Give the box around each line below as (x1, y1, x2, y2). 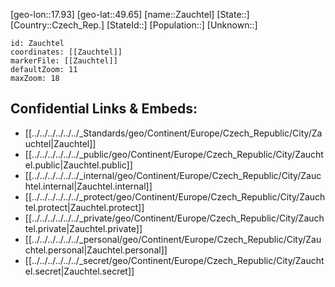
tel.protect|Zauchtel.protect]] (24, 201, 145, 213)
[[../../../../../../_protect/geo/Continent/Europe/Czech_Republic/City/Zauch (24, 190, 326, 203)
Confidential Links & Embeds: (10, 100, 198, 118)
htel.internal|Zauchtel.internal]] (24, 180, 153, 192)
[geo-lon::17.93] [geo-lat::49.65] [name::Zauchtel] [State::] (10, 9, 250, 20)
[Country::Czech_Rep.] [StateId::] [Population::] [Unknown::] (10, 19, 258, 31)
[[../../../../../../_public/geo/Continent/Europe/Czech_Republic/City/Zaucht (24, 148, 324, 160)
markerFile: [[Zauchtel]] (10, 56, 118, 66)
